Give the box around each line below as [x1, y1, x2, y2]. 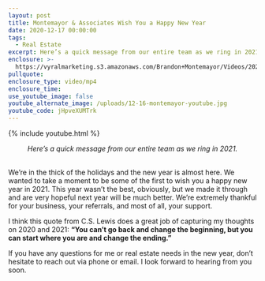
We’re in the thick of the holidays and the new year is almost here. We [8, 167, 235, 177]
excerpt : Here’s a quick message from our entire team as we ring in [8, 48, 242, 56]
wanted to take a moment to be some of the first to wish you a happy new [8, 176, 248, 185]
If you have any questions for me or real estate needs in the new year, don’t [8, 249, 254, 257]
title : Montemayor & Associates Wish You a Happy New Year [8, 19, 207, 27]
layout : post [8, 11, 51, 20]
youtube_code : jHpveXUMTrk [8, 107, 97, 115]
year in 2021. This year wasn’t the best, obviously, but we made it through [8, 185, 248, 193]
